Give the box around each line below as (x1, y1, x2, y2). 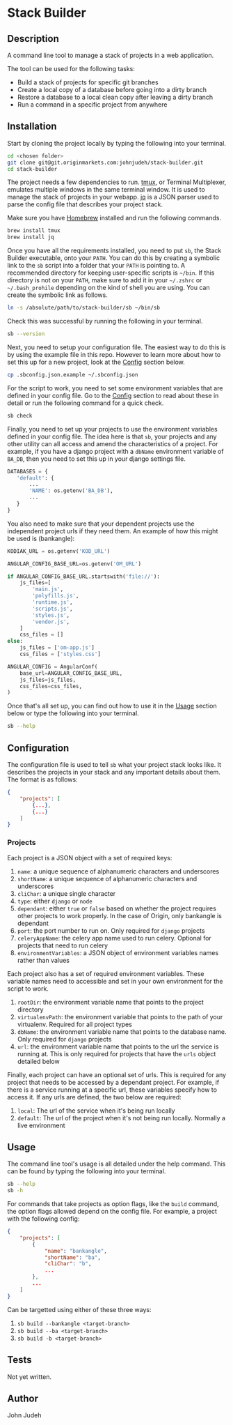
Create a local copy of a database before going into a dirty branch (17, 86, 207, 93)
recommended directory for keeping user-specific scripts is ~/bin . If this (7, 268, 215, 277)
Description (7, 33, 59, 45)
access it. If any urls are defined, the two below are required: (7, 1092, 182, 1101)
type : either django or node (17, 897, 93, 905)
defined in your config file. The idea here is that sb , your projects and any (7, 432, 217, 441)
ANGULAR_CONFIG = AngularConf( (7, 663, 98, 670)
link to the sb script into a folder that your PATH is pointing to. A (7, 261, 186, 270)
